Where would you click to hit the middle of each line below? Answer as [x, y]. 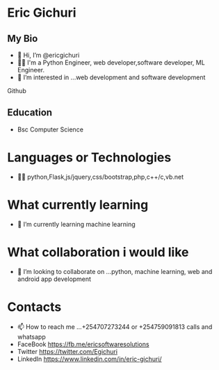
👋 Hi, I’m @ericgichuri [48, 55]
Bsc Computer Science [50, 129]
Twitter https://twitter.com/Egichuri [67, 351]
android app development [54, 279]
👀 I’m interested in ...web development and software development [111, 77]
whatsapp [32, 337]
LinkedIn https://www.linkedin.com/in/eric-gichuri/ [89, 359]
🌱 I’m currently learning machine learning [76, 224]
